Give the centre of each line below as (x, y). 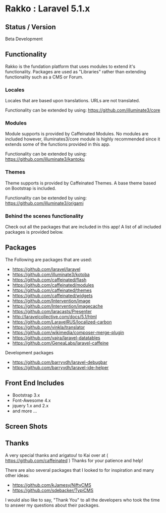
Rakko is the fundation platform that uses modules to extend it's (70, 66)
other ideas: (17, 475)
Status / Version (30, 27)
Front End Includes (35, 383)
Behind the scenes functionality (44, 216)
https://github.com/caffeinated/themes (52, 290)
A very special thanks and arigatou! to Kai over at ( (57, 455)
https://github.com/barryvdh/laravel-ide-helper (60, 367)
